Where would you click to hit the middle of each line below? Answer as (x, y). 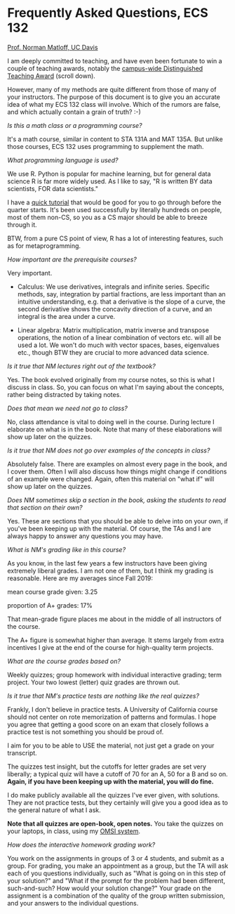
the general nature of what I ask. (54, 810)
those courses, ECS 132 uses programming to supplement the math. (106, 146)
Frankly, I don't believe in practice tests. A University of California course (113, 709)
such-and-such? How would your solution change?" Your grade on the (109, 888)
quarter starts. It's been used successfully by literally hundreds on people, (115, 209)
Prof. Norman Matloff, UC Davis (53, 47)
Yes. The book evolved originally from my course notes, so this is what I (111, 379)
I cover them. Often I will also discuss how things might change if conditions (117, 471)
